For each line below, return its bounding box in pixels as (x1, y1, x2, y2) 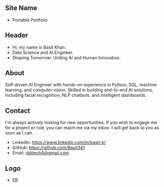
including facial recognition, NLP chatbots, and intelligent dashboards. (5, 92, 147, 98)
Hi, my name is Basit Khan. (12, 44, 66, 50)
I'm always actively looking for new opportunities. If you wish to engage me (5, 120, 158, 126)
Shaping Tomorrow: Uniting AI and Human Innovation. (12, 54, 121, 60)
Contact (5, 107, 30, 115)
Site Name (5, 4, 38, 12)
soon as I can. (5, 130, 33, 136)
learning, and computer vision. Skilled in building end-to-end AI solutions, (5, 87, 154, 93)
